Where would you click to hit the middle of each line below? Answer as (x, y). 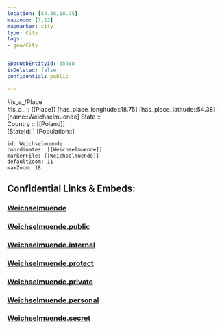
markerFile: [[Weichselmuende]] (53, 156)
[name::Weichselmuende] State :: (54, 117)
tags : (15, 39)
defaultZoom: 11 (30, 162)
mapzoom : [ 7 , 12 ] (30, 20)
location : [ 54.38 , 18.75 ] (42, 13)
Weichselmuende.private (50, 282)
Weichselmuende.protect (50, 263)
